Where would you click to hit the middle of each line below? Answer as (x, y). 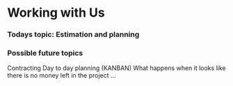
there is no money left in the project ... (62, 76)
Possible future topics (45, 53)
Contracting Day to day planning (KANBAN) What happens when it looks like (116, 68)
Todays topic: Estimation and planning (73, 35)
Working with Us (56, 13)
